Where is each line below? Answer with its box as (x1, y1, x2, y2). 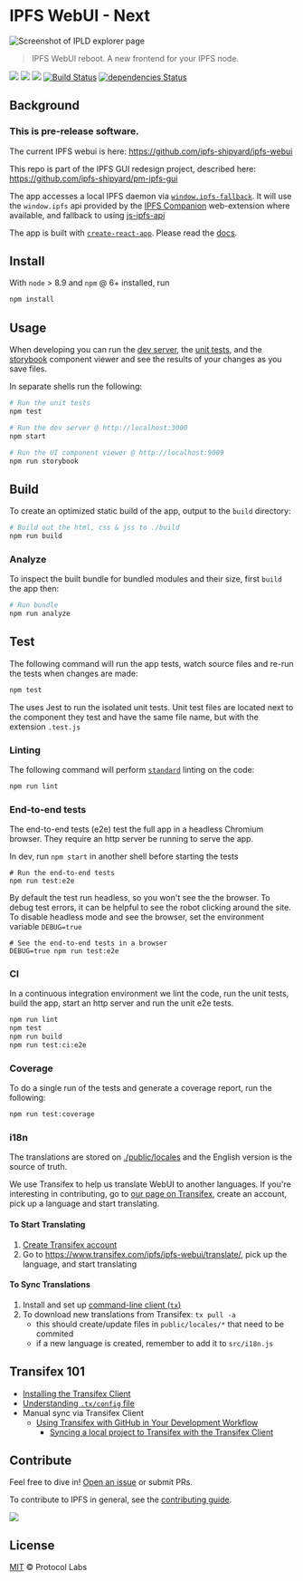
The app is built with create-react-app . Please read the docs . (9, 227, 238, 238)
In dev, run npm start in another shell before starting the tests (9, 851, 239, 862)
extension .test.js (9, 721, 81, 732)
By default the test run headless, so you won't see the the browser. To (9, 892, 271, 903)
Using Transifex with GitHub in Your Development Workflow (35, 1417, 259, 1428)
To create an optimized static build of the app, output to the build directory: (9, 506, 291, 516)
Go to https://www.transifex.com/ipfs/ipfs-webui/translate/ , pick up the (22, 1248, 288, 1259)
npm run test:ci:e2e (9, 1041, 88, 1050)
